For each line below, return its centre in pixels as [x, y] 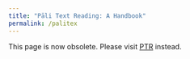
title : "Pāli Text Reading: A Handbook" [78, 16]
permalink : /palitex [43, 23]
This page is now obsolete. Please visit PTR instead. [95, 46]
